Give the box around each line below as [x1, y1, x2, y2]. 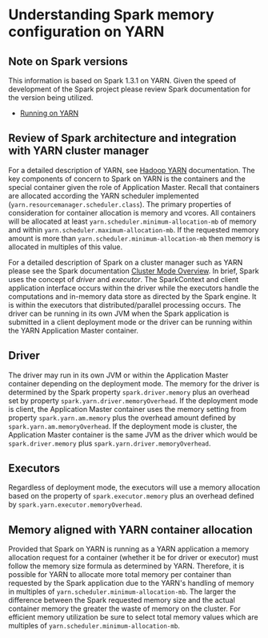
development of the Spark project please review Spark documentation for [8, 84, 251, 94]
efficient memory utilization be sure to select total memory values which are [8, 612, 258, 622]
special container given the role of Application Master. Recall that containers [8, 182, 260, 192]
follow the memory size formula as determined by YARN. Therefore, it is [8, 561, 245, 571]
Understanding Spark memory [8, 6, 214, 24]
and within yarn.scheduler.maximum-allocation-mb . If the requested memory [8, 224, 259, 234]
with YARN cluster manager [8, 144, 150, 158]
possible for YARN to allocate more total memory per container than [8, 570, 232, 579]
